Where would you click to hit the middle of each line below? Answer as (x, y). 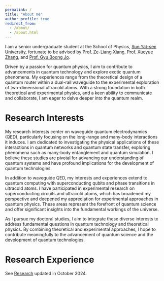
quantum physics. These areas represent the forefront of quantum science (81, 204)
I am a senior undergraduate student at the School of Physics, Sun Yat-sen (81, 47)
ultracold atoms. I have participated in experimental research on (70, 188)
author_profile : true (27, 19)
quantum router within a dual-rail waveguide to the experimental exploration (82, 82)
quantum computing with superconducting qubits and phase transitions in (80, 183)
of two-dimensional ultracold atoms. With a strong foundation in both (75, 88)
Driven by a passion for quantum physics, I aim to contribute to (69, 67)
